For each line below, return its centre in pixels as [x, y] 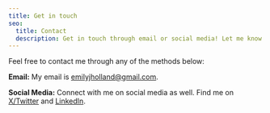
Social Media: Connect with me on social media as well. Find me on [121, 93]
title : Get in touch [43, 16]
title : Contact [41, 31]
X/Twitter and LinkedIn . [47, 101]
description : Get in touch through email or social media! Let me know [139, 38]
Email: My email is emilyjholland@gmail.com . [84, 77]
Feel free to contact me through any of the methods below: [106, 61]
